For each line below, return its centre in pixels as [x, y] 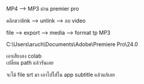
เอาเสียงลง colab [24, 56]
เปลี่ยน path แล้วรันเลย [30, 63]
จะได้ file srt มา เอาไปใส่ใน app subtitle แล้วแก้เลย [61, 75]
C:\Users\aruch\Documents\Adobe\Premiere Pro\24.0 [72, 44]
